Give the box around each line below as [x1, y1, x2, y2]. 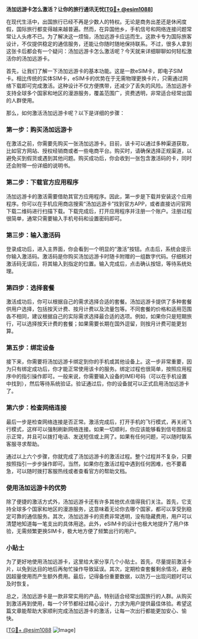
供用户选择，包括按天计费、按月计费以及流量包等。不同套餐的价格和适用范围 [6, 305, 192, 312]
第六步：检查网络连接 [6, 404, 67, 412]
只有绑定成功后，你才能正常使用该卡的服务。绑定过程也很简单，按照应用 [11, 365, 187, 372]
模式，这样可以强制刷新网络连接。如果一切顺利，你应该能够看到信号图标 [11, 425, 187, 432]
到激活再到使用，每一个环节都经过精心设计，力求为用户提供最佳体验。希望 [6, 600, 187, 607]
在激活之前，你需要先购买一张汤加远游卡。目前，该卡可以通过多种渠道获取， [6, 140, 192, 147]
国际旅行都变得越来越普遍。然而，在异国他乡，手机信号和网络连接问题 [16, 26, 187, 32]
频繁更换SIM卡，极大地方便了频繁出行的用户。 [26, 528, 140, 535]
